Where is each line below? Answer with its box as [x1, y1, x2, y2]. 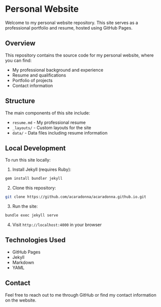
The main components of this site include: [5, 110, 90, 116]
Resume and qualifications [12, 72, 66, 78]
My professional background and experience [12, 67, 103, 73]
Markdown [12, 259, 34, 265]
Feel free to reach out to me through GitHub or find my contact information [5, 292, 157, 298]
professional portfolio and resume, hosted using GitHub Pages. [5, 25, 133, 30]
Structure [5, 97, 35, 105]
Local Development [5, 144, 66, 152]
